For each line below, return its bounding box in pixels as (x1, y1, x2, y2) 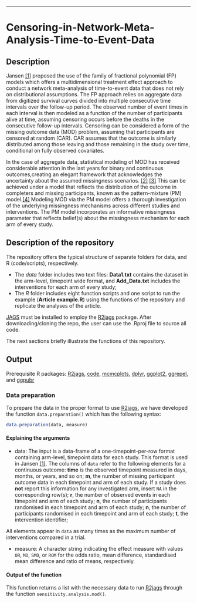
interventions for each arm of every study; (14, 283, 117, 291)
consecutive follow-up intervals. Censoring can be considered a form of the (6, 122, 189, 129)
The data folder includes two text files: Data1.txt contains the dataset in (14, 271, 188, 278)
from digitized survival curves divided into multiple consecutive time (6, 97, 171, 104)
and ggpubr (6, 376, 35, 383)
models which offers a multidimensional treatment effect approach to (6, 79, 173, 85)
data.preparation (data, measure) (6, 422, 88, 427)
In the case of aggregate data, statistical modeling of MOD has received (6, 159, 180, 165)
